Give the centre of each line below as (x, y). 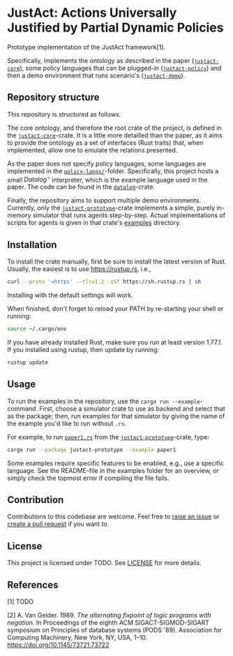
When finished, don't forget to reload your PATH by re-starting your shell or (115, 309)
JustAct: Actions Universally (92, 13)
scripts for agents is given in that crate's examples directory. (94, 223)
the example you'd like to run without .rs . (67, 423)
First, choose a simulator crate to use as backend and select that (132, 408)
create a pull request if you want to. (58, 524)
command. (23, 408)
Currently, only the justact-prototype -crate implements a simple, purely (111, 208)
